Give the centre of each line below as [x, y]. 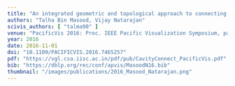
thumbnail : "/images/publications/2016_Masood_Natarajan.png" [100, 71]
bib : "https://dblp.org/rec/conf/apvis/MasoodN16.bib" [89, 65]
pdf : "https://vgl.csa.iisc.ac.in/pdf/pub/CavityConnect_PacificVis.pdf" [117, 59]
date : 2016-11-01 [33, 46]
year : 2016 [23, 40]
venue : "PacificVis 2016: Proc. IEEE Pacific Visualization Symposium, [114, 33]
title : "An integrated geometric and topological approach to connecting [117, 14]
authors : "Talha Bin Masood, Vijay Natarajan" [76, 20]
